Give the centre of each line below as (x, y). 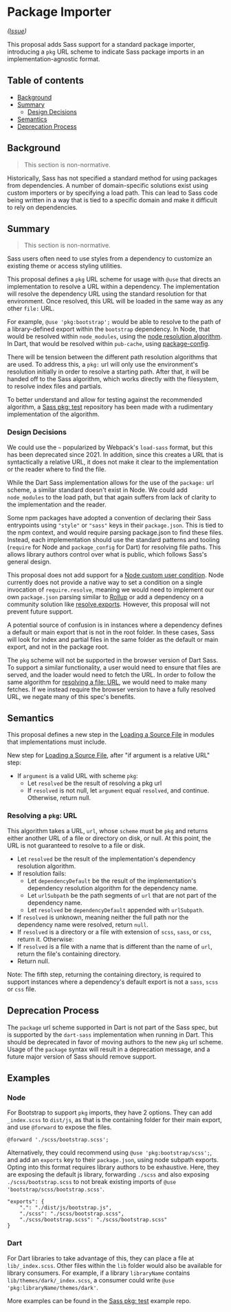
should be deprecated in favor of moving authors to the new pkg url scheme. (115, 1042)
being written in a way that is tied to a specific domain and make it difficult (112, 200)
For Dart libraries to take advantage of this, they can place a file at (101, 1258)
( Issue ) (17, 31)
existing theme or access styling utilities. (65, 266)
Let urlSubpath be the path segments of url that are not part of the (122, 895)
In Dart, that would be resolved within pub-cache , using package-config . (109, 344)
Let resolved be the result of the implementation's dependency (106, 859)
